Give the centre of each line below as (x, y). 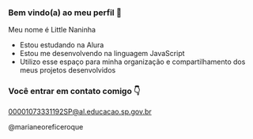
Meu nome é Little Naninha (52, 30)
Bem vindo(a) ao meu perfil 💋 (65, 13)
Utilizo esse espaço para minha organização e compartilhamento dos (132, 62)
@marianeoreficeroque (46, 126)
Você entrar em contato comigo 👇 (74, 92)
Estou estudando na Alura (62, 45)
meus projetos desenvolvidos (68, 70)
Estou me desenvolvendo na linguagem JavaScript (102, 54)
